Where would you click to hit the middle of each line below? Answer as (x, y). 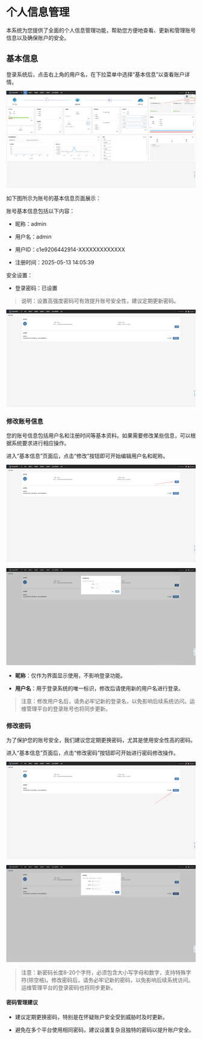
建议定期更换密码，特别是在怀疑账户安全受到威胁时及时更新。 (91, 1017)
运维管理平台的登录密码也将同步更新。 (68, 987)
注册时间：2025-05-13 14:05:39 (54, 262)
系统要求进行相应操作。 (40, 443)
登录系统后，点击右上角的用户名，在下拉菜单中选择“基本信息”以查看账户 (96, 74)
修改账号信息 (25, 421)
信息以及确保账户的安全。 (38, 37)
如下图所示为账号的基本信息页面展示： (54, 198)
